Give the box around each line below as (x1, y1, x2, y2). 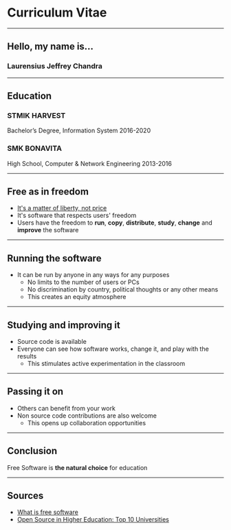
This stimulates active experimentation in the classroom (27, 360, 186, 368)
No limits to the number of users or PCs (27, 278, 140, 287)
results (16, 352, 37, 360)
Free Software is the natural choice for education (7, 463, 148, 471)
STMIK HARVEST (7, 110, 66, 120)
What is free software (16, 508, 79, 516)
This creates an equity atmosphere (27, 293, 126, 301)
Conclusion (7, 445, 58, 457)
